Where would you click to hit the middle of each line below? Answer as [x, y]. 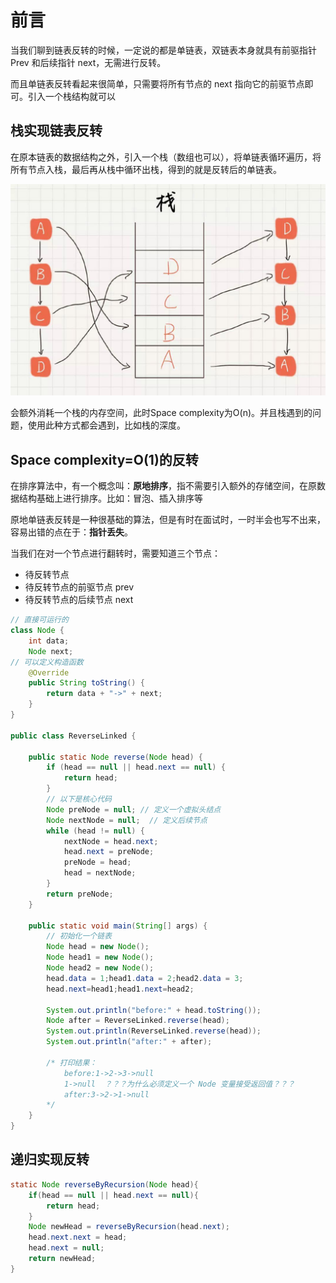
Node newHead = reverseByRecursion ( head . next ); [129, 1227]
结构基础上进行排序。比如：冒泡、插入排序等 [110, 498]
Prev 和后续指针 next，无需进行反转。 [88, 62]
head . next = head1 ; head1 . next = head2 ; [120, 989]
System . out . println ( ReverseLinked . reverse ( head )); [154, 1031]
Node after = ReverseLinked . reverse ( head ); [138, 1021]
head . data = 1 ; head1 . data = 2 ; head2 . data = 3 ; [145, 978]
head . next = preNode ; [109, 852]
